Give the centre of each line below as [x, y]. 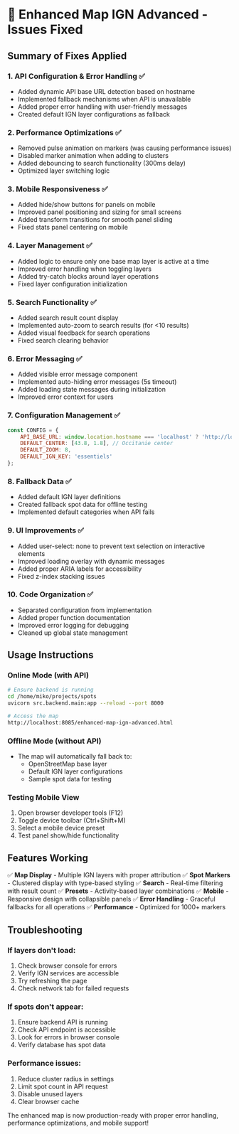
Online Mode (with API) [48, 675]
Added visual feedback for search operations [84, 333]
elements [31, 553]
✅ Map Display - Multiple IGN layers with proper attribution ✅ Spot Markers [119, 875]
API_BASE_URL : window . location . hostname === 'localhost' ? [110, 437]
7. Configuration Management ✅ [64, 415]
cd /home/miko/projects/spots [52, 697]
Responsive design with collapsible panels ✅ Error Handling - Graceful [111, 899]
